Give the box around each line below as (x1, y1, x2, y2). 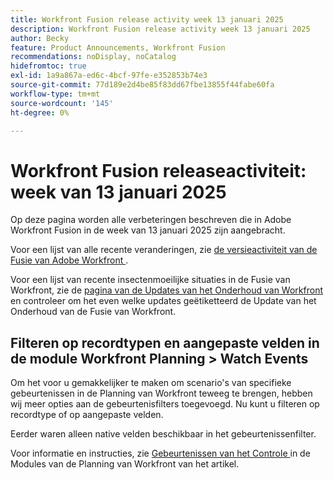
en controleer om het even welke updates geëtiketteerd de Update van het (10, 295, 317, 307)
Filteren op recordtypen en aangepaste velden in (10, 334, 320, 351)
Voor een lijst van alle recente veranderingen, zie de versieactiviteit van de (10, 244, 318, 256)
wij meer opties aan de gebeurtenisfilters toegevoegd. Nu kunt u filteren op (10, 398, 320, 410)
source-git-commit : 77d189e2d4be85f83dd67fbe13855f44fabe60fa (10, 80, 275, 90)
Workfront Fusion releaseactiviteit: (10, 159, 307, 182)
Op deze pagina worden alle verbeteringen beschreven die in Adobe (10, 214, 292, 226)
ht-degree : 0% (10, 107, 70, 118)
